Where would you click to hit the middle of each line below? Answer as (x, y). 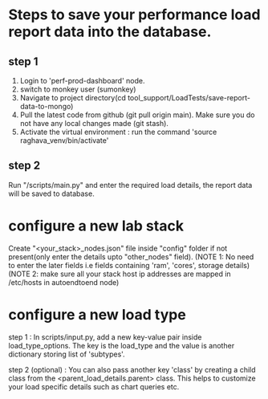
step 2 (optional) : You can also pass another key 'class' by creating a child (132, 369)
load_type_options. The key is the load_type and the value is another (122, 345)
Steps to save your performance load (134, 15)
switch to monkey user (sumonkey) (78, 89)
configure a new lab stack (96, 226)
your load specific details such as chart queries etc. (94, 386)
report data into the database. (110, 32)
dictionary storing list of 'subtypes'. (67, 354)
